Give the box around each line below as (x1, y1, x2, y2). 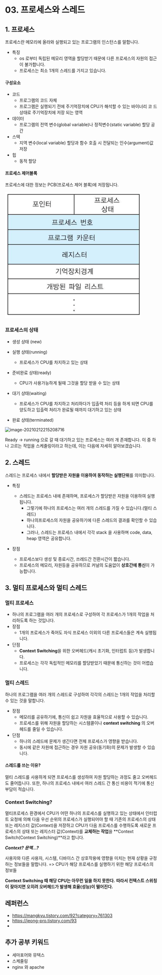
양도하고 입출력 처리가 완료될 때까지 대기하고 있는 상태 (19, 407, 122, 412)
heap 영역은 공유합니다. (26, 535, 72, 541)
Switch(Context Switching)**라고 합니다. (5, 835, 85, 840)
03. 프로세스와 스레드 (5, 4, 86, 16)
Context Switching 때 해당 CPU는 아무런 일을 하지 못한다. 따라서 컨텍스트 (5, 878, 145, 883)
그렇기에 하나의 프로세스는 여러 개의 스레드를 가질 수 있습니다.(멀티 (26, 505, 152, 511)
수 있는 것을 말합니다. (5, 698, 45, 703)
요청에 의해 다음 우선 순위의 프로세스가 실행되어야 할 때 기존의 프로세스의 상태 (10, 817, 156, 822)
